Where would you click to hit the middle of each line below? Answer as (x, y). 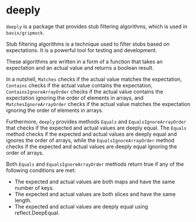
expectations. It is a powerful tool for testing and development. (82, 50)
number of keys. (34, 187)
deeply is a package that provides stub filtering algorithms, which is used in (97, 26)
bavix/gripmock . (25, 32)
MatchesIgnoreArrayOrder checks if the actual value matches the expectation (98, 104)
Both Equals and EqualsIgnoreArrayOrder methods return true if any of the (95, 164)
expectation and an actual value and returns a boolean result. (80, 67)
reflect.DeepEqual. (37, 213)
